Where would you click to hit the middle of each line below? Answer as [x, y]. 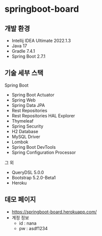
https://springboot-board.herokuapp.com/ [54, 212]
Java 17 [19, 46]
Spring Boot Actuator [33, 95]
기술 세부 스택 [24, 73]
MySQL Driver [26, 136]
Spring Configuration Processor [44, 152]
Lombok [20, 142]
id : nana [28, 223]
